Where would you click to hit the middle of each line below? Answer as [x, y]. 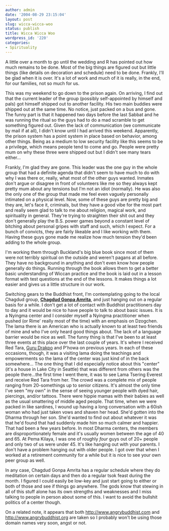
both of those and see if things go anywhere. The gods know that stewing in [84, 486]
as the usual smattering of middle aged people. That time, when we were [81, 401]
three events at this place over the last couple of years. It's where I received [84, 342]
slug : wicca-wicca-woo [29, 24]
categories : [18, 43]
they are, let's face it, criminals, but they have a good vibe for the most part [83, 204]
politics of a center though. [33, 502]
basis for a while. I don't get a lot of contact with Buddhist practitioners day [83, 305]
